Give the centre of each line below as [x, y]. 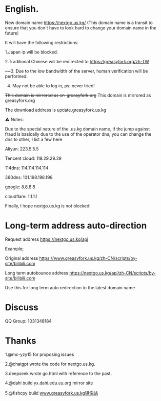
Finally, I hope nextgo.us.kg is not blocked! [48, 206]
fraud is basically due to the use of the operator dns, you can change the [78, 134]
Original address [21, 258]
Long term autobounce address [37, 273]
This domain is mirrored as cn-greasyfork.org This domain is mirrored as [78, 95]
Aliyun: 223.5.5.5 [22, 149]
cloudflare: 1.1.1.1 [21, 196]
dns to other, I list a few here [34, 139]
